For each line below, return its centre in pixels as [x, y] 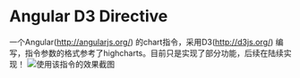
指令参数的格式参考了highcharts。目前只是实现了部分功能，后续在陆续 [154, 53]
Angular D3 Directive [89, 16]
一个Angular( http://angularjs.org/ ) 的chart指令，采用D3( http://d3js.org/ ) [141, 42]
